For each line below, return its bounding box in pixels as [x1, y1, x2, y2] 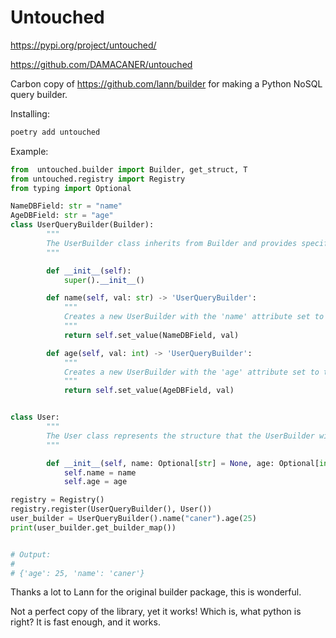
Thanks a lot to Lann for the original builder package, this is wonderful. [10, 586, 302, 598]
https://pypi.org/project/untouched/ [10, 39, 157, 51]
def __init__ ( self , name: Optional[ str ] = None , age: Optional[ [46, 458, 320, 468]
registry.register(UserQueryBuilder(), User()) [10, 504, 213, 515]
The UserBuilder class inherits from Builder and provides [46, 238, 298, 248]
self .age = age [63, 477, 128, 487]
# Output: [10, 549, 52, 560]
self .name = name [63, 467, 137, 478]
